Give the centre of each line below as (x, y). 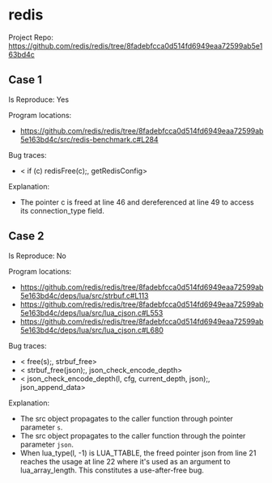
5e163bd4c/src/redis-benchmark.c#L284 (89, 139)
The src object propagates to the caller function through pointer (126, 418)
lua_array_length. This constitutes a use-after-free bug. (112, 470)
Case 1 (25, 80)
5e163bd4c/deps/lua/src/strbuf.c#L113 (84, 295)
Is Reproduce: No (37, 256)
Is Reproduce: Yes (39, 100)
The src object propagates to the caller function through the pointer (133, 435)
